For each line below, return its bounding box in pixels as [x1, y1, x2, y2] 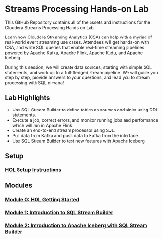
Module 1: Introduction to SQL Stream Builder [5, 209, 113, 216]
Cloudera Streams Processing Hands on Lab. [5, 24, 95, 30]
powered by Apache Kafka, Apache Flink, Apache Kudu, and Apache [5, 50, 143, 55]
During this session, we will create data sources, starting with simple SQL [5, 64, 152, 70]
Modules [5, 182, 33, 190]
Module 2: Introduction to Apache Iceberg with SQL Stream [5, 222, 147, 229]
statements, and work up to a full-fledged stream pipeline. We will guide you [5, 69, 158, 75]
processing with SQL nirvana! [5, 79, 64, 86]
